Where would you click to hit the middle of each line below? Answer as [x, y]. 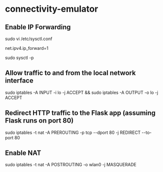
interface [19, 81]
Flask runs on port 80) [39, 121]
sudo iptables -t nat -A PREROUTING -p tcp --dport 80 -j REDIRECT [73, 132]
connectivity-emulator [52, 9]
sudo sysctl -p [19, 58]
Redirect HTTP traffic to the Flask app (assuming [80, 113]
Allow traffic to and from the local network [71, 73]
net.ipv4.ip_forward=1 [27, 48]
